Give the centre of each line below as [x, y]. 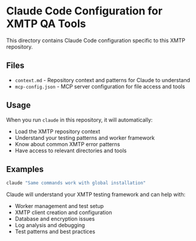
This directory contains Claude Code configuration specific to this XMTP [96, 40]
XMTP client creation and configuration [63, 213]
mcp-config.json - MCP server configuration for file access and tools [100, 86]
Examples [25, 169]
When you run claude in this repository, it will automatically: [79, 120]
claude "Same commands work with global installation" [76, 183]
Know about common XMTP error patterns [67, 144]
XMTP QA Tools [46, 24]
